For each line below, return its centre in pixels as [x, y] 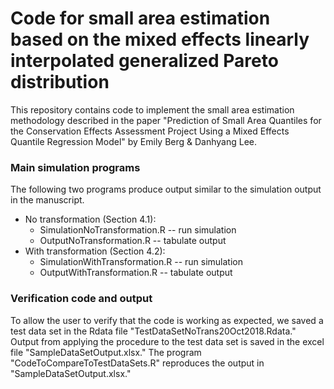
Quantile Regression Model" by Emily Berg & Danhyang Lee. [134, 141]
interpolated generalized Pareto [144, 61]
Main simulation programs [75, 167]
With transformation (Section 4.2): [95, 251]
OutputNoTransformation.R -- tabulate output [133, 241]
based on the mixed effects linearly [160, 39]
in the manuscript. [47, 200]
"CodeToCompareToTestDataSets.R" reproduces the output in [137, 363]
